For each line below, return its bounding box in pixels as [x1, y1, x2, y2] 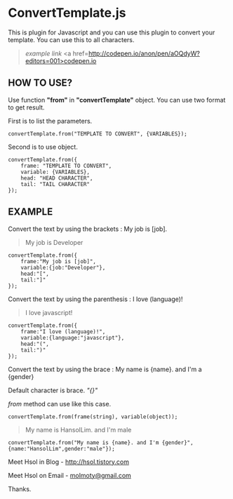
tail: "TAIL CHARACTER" [20, 180, 91, 187]
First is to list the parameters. [8, 117, 93, 125]
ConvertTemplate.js [8, 5, 126, 21]
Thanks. [8, 484, 32, 493]
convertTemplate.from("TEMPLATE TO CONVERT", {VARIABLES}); [8, 130, 188, 138]
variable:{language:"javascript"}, [20, 334, 125, 341]
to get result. [8, 103, 45, 112]
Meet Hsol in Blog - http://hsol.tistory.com [8, 458, 129, 466]
